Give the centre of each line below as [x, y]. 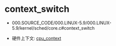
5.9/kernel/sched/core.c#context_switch [53, 28]
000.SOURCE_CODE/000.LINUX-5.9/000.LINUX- [62, 23]
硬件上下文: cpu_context [36, 38]
